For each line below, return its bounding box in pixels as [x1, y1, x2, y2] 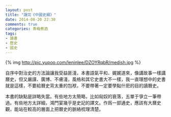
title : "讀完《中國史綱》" [5, 12, 56, 17]
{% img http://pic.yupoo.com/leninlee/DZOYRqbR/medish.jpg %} [5, 59, 141, 65]
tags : [5, 31, 17, 36]
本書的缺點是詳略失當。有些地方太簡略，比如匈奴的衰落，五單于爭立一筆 [5, 93, 157, 99]
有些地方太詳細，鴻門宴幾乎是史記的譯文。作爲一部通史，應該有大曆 [14, 100, 157, 106]
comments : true [5, 21, 38, 27]
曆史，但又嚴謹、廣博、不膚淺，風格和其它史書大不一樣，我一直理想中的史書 [5, 76, 166, 82]
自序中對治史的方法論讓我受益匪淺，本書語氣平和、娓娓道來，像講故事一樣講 [5, 70, 166, 76]
